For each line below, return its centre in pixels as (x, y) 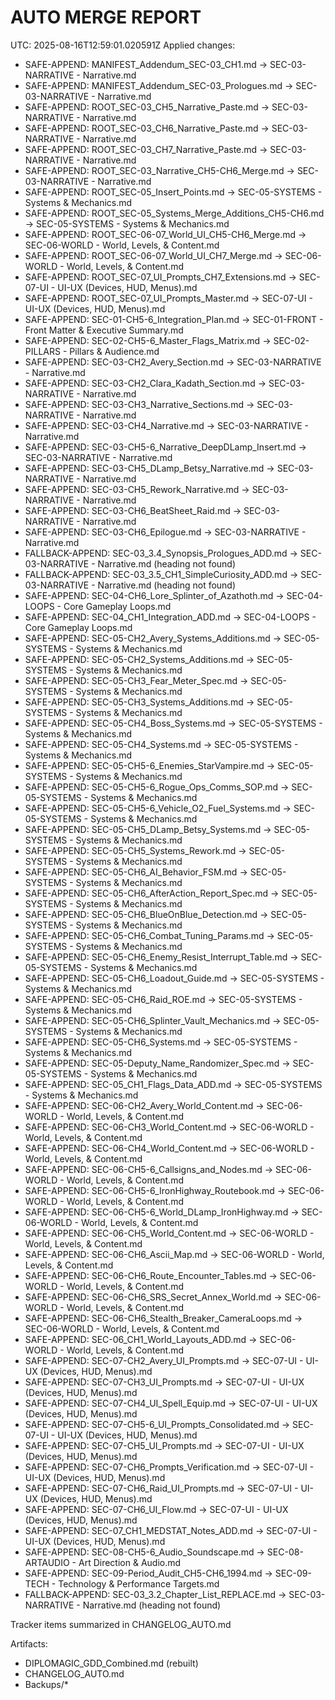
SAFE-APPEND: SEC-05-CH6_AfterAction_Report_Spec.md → (152, 893)
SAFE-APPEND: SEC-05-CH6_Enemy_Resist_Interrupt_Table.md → (161, 957)
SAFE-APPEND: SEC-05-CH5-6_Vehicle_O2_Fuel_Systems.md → (158, 808)
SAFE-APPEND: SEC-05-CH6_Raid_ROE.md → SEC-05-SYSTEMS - (163, 999)
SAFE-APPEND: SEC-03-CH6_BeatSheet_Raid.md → (133, 510)
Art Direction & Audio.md (130, 1562)
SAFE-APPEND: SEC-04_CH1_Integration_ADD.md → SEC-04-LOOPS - (170, 617)
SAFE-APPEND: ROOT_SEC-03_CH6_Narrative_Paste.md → (147, 128)
